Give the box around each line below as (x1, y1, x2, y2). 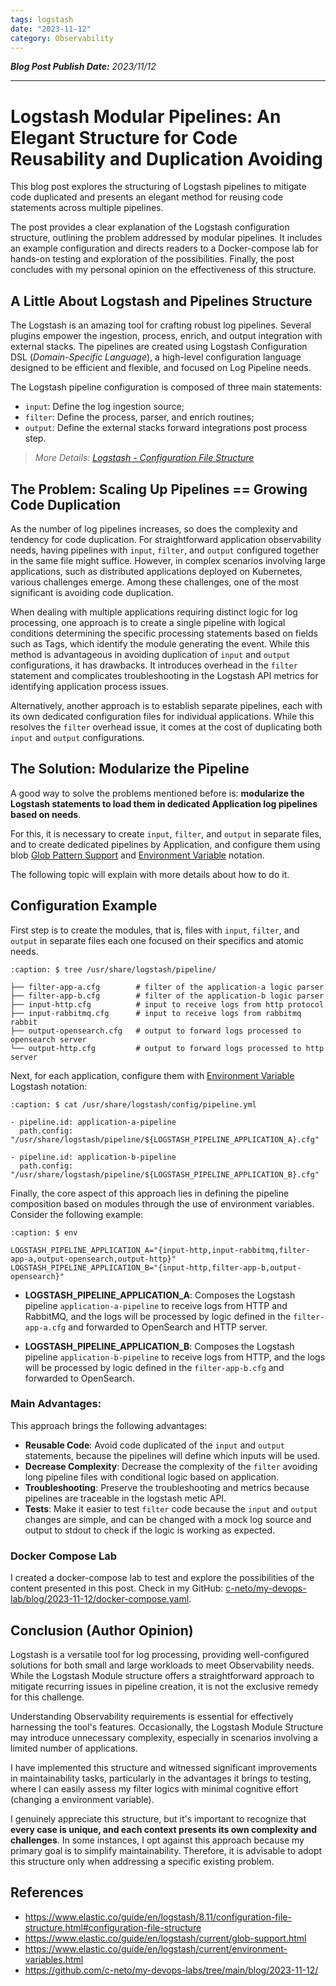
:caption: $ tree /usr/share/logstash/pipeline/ (10, 964, 217, 975)
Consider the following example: (10, 1208, 144, 1220)
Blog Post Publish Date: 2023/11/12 (10, 61, 157, 73)
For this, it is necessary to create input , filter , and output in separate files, (10, 827, 322, 840)
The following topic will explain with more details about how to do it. (10, 868, 290, 880)
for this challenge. (10, 1691, 85, 1703)
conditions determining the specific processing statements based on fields (10, 627, 318, 639)
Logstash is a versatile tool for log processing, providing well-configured (10, 1648, 310, 1660)
